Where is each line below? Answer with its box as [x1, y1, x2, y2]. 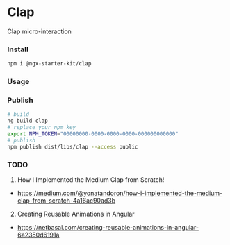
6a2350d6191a [17, 230, 60, 239]
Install [7, 44, 29, 54]
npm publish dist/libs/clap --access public [7, 143, 138, 150]
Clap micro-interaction [7, 27, 72, 35]
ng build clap [7, 117, 49, 125]
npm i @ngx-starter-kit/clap [7, 60, 92, 67]
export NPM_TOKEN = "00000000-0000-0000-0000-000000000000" [7, 130, 179, 137]
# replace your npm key [7, 124, 76, 131]
